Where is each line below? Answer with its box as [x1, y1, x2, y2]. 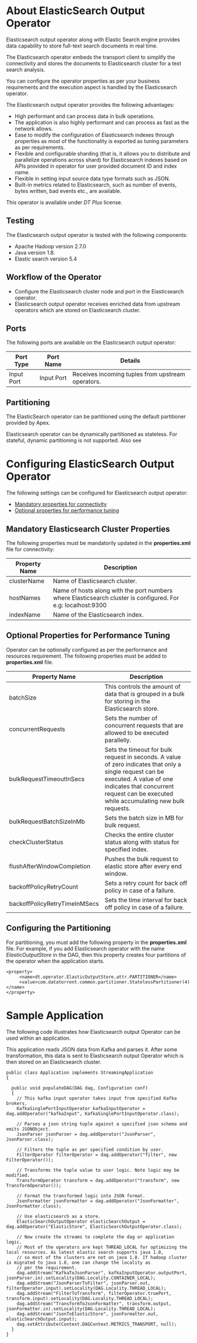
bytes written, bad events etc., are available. [14, 187, 122, 194]
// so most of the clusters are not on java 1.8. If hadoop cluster [16, 1254, 188, 1260]
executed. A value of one [104, 774, 174, 783]
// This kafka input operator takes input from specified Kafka [16, 1095, 177, 1101]
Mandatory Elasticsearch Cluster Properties [6, 524, 170, 534]
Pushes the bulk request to [104, 855, 179, 863]
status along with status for [104, 838, 180, 846]
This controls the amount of [104, 682, 181, 691]
